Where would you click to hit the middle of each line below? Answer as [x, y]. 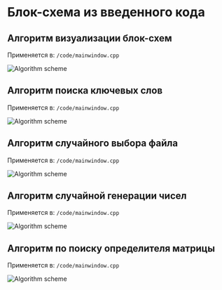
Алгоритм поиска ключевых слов [85, 91]
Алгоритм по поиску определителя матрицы [111, 248]
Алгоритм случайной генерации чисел [97, 196]
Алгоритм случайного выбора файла [93, 144]
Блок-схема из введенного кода [106, 12]
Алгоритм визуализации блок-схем [90, 38]
